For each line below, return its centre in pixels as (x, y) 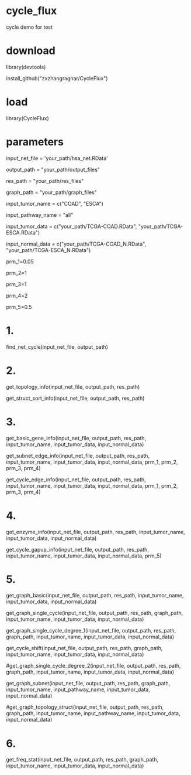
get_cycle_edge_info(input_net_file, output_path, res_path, (76, 480)
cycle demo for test (29, 27)
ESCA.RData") (23, 232)
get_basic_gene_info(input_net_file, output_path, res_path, (76, 438)
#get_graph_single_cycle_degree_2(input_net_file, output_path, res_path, (93, 666)
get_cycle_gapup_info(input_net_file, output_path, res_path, (77, 549)
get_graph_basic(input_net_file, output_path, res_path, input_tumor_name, (95, 596)
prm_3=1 (16, 284)
